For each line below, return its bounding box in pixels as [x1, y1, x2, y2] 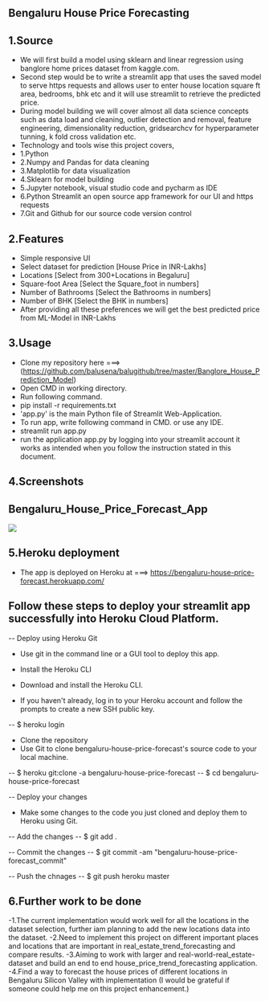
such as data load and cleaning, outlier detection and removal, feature [19, 115, 252, 125]
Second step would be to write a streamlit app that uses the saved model [19, 72, 262, 82]
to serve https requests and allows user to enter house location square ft [19, 80, 261, 91]
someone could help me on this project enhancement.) [8, 984, 190, 994]
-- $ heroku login [8, 719, 65, 729]
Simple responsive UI [19, 253, 91, 264]
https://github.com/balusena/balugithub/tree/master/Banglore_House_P [22, 366, 260, 376]
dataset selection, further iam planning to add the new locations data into [8, 924, 251, 934]
